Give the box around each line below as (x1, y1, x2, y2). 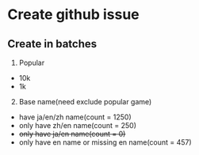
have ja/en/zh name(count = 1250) (18, 112, 132, 122)
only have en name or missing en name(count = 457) (18, 138, 192, 147)
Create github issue (7, 6, 140, 24)
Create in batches (7, 37, 98, 51)
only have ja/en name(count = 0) (18, 129, 126, 138)
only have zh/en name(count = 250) (18, 121, 136, 130)
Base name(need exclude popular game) (18, 97, 152, 106)
